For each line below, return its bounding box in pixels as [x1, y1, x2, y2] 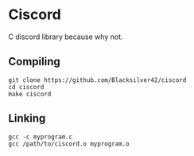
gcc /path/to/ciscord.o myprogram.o [8, 139, 130, 148]
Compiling [8, 55, 61, 68]
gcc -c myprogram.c [8, 133, 73, 141]
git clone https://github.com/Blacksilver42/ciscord [8, 76, 187, 84]
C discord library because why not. [8, 32, 123, 41]
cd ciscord [8, 83, 45, 91]
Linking [8, 111, 46, 125]
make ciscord [8, 90, 52, 98]
